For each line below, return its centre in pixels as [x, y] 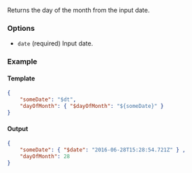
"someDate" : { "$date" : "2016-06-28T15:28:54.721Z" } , [103, 150]
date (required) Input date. [55, 43]
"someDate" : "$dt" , [48, 100]
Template [21, 78]
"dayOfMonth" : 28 [45, 156]
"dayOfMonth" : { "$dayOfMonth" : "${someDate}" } [92, 106]
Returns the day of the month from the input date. [79, 10]
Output [18, 128]
